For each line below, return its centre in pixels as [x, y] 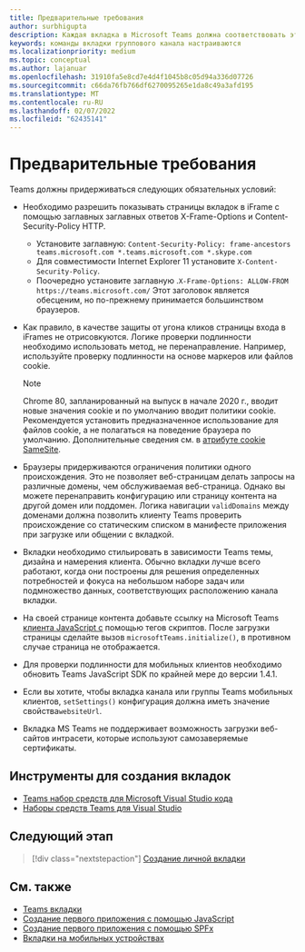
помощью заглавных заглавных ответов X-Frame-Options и [138, 217]
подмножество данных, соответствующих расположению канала [150, 590]
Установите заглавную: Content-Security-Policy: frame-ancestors [163, 244]
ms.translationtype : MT [54, 94]
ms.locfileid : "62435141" [58, 119]
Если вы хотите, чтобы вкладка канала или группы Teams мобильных [157, 692]
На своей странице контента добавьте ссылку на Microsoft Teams [151, 618]
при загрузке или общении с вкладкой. [98, 535]
